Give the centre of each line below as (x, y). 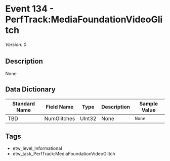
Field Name (60, 106)
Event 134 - (30, 9)
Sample (148, 103)
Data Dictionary (30, 90)
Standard (24, 103)
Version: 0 (16, 44)
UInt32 (88, 118)
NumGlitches (60, 118)
